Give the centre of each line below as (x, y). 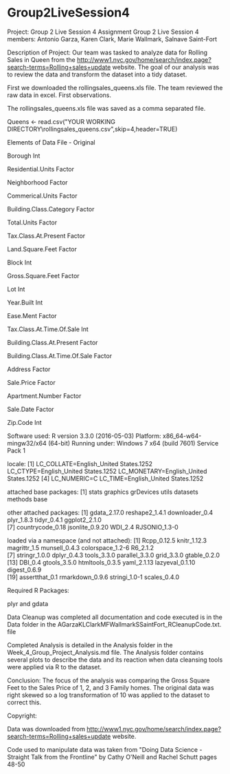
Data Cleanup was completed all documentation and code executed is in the (115, 617)
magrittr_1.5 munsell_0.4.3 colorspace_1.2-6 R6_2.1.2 (81, 547)
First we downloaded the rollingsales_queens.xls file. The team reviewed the (115, 87)
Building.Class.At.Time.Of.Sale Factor (59, 355)
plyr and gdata (28, 603)
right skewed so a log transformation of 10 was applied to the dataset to (108, 695)
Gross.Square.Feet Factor (44, 275)
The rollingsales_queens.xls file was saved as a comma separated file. (106, 108)
